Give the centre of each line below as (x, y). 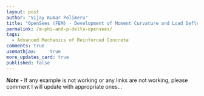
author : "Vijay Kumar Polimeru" (47, 18)
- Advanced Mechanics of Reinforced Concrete (70, 40)
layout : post (23, 12)
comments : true (25, 46)
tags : (13, 35)
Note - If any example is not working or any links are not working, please (97, 80)
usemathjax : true (34, 52)
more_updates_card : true (38, 57)
